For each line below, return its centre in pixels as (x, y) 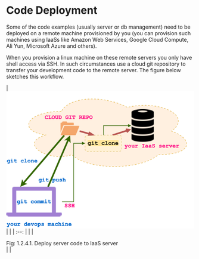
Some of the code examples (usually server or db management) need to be (98, 27)
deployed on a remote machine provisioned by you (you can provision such (99, 33)
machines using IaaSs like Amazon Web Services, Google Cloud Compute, (97, 39)
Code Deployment (52, 10)
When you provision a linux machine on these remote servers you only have (99, 57)
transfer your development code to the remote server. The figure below (94, 70)
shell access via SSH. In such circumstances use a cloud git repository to (96, 64)
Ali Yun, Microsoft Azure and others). (52, 46)
